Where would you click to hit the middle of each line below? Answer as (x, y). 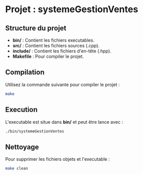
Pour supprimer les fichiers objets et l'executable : (58, 159)
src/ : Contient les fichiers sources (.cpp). (56, 46)
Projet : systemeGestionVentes (72, 9)
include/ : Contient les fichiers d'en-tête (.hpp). (62, 51)
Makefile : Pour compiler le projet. (48, 56)
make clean (17, 168)
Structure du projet (36, 28)
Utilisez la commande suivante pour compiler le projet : (63, 84)
